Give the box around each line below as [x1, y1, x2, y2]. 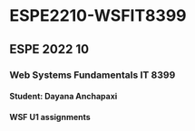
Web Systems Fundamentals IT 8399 [9, 69, 176, 81]
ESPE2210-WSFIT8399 [9, 5, 188, 26]
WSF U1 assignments [9, 111, 91, 122]
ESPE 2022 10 [9, 42, 89, 57]
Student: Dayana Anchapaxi [9, 91, 118, 102]
